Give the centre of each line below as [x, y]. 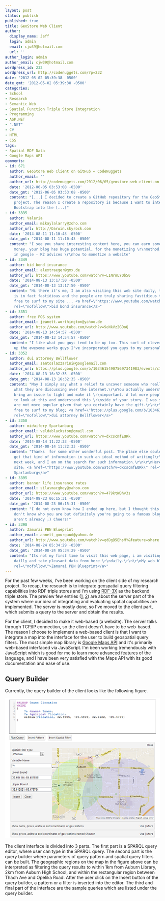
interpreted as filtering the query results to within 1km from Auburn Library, [81, 867]
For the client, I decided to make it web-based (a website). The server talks [81, 622]
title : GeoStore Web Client [34, 26]
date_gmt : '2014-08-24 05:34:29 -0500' [50, 550]
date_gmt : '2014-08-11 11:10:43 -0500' [50, 239]
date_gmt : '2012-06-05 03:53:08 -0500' [50, 192]
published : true [22, 21]
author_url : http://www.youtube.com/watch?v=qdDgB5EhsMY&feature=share [84, 540]
